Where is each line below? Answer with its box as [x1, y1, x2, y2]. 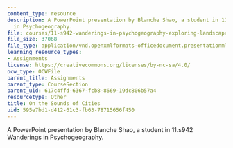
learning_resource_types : [7, 49, 82, 56]
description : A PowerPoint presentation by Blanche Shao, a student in [7, 17, 218, 24]
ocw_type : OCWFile [7, 68, 60, 75]
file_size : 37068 [7, 36, 58, 43]
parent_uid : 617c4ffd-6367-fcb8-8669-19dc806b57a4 [7, 87, 157, 94]
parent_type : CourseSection [7, 81, 89, 88]
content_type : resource [7, 10, 76, 17]
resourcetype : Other [7, 94, 67, 101]
